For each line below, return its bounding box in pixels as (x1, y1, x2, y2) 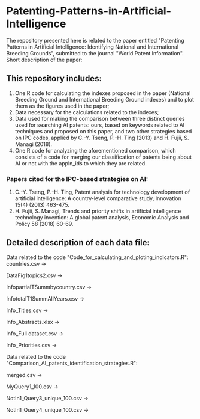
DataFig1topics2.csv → (6, 272, 63, 279)
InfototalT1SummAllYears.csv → (6, 295, 85, 302)
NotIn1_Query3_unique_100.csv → (6, 394, 89, 402)
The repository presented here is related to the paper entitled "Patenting (6, 37, 184, 44)
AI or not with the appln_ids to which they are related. (14, 159, 147, 167)
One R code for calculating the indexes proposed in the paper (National (14, 89, 191, 97)
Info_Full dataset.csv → (6, 329, 64, 337)
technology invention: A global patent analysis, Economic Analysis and (14, 214, 189, 221)
